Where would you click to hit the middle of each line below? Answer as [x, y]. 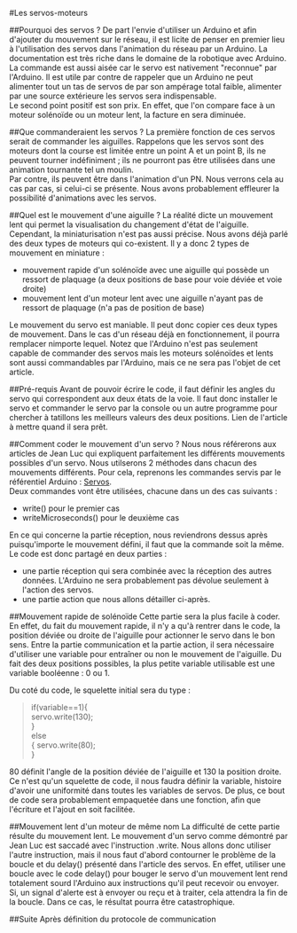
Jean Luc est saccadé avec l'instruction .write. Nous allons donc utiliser [141, 845]
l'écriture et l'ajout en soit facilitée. [72, 809]
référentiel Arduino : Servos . [61, 482]
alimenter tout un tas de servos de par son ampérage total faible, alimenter [145, 86]
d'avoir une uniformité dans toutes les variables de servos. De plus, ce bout [147, 790]
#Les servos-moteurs [49, 13]
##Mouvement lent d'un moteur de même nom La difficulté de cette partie [145, 827]
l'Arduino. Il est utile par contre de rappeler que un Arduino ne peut [131, 77]
